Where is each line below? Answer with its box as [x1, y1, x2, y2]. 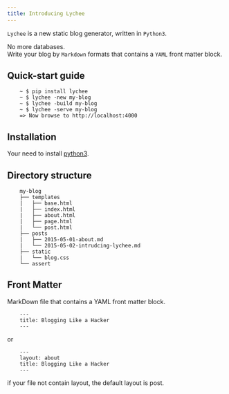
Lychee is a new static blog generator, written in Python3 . [7, 29, 167, 37]
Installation [7, 131, 57, 142]
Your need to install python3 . [7, 149, 89, 158]
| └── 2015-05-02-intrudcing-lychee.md [19, 243, 140, 250]
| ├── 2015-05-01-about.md [19, 236, 104, 243]
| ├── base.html [19, 200, 73, 207]
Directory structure [7, 169, 92, 181]
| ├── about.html [19, 212, 76, 219]
